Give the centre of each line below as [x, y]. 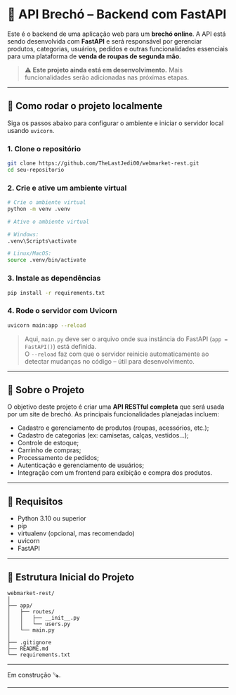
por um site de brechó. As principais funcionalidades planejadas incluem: [113, 414]
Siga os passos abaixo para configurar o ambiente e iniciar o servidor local [116, 123]
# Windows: [23, 234]
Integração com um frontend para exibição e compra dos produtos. [115, 473]
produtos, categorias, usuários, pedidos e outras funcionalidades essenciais [118, 49]
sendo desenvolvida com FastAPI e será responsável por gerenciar [105, 41]
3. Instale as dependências [54, 279]
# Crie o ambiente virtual [47, 203]
